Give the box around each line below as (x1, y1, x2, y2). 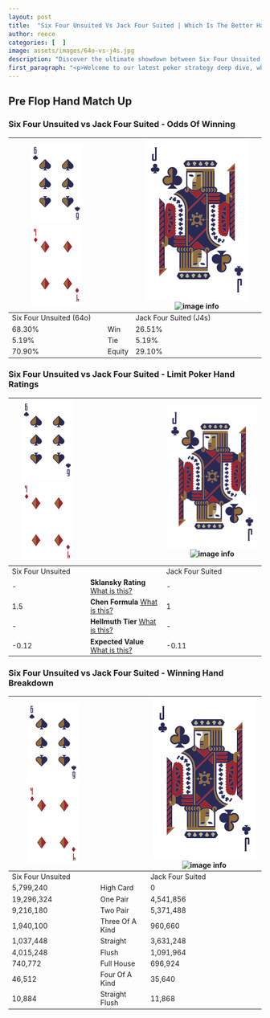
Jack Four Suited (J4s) (135, 313, 211, 323)
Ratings (8, 378, 39, 390)
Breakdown (8, 677, 54, 689)
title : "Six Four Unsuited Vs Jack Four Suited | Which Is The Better (8, 21, 253, 30)
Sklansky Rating (89, 577, 146, 587)
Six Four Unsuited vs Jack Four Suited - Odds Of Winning (8, 119, 235, 130)
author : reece (8, 30, 56, 38)
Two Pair (100, 905, 130, 915)
